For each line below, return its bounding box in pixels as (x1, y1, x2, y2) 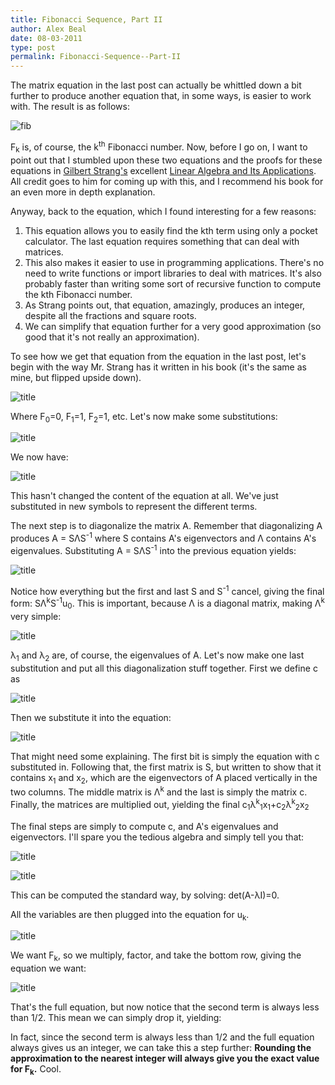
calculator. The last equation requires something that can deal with (24, 235, 300, 247)
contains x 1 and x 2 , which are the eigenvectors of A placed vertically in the (10, 771, 318, 786)
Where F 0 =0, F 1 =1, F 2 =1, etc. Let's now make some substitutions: (10, 410, 278, 425)
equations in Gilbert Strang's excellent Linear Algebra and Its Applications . (10, 164, 317, 176)
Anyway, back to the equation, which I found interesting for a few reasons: (10, 205, 317, 217)
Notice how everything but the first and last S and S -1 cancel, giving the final (10, 583, 325, 597)
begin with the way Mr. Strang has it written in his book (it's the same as (10, 361, 307, 373)
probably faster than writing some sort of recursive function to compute (24, 277, 322, 290)
